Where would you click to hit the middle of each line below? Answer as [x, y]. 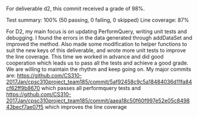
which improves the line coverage [86, 107]
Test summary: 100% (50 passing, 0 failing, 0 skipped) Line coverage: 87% [98, 20]
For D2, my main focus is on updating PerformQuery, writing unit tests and [97, 31]
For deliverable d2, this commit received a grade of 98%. [76, 9]
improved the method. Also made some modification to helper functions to [97, 44]
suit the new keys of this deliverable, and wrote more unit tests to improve [96, 50]
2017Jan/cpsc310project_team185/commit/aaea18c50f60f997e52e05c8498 [98, 101]
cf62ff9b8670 [23, 88]
